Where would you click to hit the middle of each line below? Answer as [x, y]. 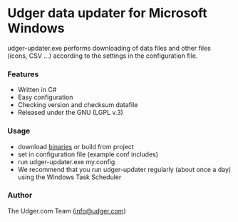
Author [20, 196]
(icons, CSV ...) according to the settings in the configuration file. [103, 56]
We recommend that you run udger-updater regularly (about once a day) [124, 169]
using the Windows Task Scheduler [69, 177]
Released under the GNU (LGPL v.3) [70, 113]
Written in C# [37, 90]
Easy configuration [45, 97]
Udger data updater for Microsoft [108, 13]
